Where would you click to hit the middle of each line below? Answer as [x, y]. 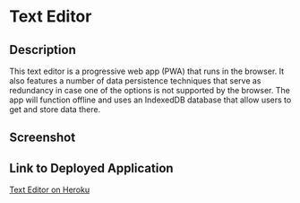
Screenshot [43, 138]
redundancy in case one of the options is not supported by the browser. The [150, 90]
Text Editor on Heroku [50, 190]
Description [43, 50]
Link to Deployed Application [91, 168]
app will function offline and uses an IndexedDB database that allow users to [150, 100]
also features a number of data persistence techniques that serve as [135, 81]
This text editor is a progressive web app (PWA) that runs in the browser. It [147, 71]
